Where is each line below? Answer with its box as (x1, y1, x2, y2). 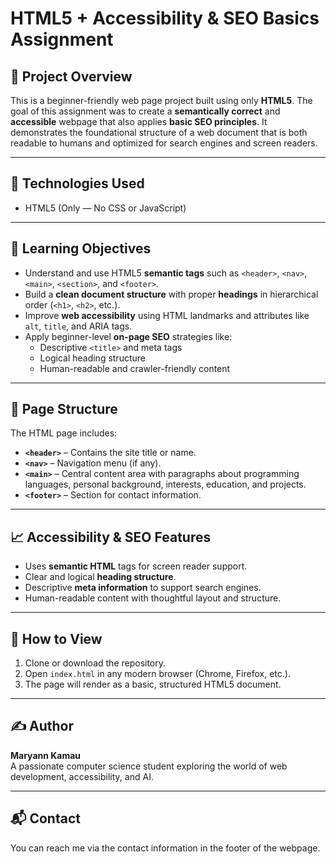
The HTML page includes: (10, 427, 118, 439)
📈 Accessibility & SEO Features (10, 528, 212, 546)
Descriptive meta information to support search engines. (24, 582, 262, 594)
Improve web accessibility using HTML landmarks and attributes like (24, 309, 310, 321)
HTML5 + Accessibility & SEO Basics (10, 7, 320, 30)
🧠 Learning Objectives (10, 240, 152, 257)
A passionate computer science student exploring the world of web (10, 760, 288, 772)
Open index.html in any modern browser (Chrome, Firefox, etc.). (24, 668, 291, 680)
